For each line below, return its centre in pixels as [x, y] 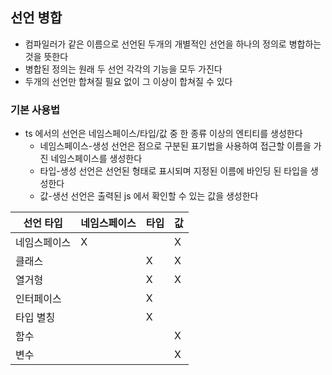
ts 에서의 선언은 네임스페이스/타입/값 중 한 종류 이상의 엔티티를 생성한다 [163, 134]
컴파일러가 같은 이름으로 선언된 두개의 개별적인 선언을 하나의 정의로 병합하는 [173, 44]
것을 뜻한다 [46, 56]
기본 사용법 [35, 110]
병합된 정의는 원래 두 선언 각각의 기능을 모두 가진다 [123, 69]
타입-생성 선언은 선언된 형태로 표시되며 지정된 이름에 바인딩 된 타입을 [173, 171]
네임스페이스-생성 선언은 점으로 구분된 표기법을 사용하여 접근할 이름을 [175, 146]
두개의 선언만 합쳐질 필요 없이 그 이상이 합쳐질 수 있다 [128, 81]
